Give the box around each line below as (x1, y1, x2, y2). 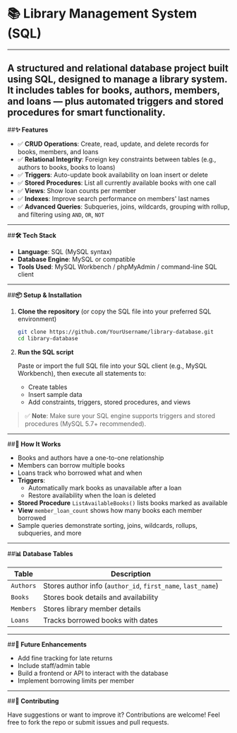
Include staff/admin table (17, 661, 90, 669)
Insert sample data (28, 390, 83, 398)
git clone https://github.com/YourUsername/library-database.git (17, 328, 214, 335)
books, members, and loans (17, 147, 99, 156)
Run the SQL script (17, 347, 74, 356)
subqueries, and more (17, 529, 82, 537)
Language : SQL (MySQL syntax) (17, 247, 112, 255)
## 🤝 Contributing (7, 696, 59, 705)
